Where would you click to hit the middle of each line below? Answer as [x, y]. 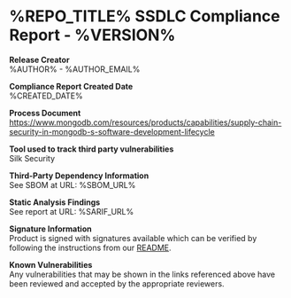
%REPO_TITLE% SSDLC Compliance [145, 16]
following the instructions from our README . [90, 247]
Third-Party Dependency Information [79, 176]
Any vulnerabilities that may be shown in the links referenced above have [142, 274]
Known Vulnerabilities [51, 264]
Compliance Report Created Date [71, 86]
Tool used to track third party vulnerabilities [92, 149]
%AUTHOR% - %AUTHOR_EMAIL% [75, 69]
